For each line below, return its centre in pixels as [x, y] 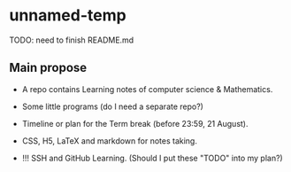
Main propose [48, 68]
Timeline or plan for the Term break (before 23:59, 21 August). [135, 123]
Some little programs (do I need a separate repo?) [112, 106]
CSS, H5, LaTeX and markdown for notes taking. [109, 141]
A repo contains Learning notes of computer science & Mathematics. [147, 89]
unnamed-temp [68, 16]
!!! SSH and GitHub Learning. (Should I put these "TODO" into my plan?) [152, 158]
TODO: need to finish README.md [72, 40]
